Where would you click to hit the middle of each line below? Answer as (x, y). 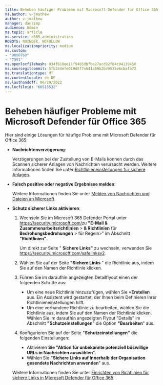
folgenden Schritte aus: (43, 283)
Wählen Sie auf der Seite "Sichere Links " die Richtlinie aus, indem (87, 263)
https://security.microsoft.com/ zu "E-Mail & (63, 223)
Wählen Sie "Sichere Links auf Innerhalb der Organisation (86, 358)
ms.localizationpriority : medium (39, 46)
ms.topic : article (24, 32)
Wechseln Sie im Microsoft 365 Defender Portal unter (73, 218)
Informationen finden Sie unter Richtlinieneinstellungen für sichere (79, 170)
